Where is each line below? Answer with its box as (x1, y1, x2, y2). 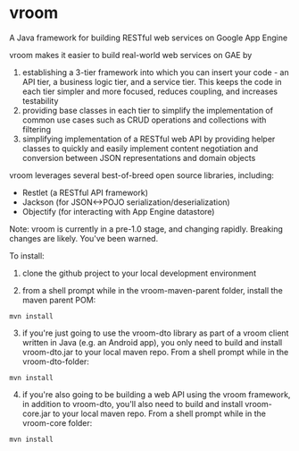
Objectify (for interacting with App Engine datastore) (21, 206, 215, 217)
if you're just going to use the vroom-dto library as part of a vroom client (21, 328, 289, 338)
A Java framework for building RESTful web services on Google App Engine (9, 32, 288, 43)
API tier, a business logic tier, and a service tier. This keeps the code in (21, 76, 283, 87)
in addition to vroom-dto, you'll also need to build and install (21, 398, 244, 409)
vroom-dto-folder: (21, 356, 89, 367)
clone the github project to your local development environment (21, 268, 257, 278)
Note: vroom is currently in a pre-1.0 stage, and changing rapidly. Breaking (9, 223, 284, 234)
